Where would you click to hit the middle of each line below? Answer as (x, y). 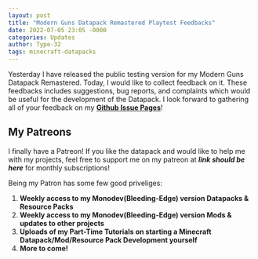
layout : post (29, 15)
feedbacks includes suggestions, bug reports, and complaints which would (129, 91)
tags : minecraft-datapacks (52, 52)
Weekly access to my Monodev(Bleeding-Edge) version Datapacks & (134, 198)
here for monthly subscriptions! (59, 168)
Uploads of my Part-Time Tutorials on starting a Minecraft (115, 232)
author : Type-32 (35, 45)
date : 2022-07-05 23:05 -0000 (58, 30)
